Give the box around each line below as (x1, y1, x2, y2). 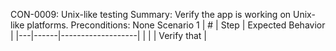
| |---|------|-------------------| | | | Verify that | (10, 30, 208, 41)
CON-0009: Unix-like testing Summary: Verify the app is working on (10, 9, 292, 20)
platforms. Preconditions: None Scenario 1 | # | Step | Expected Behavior (26, 19, 326, 31)
